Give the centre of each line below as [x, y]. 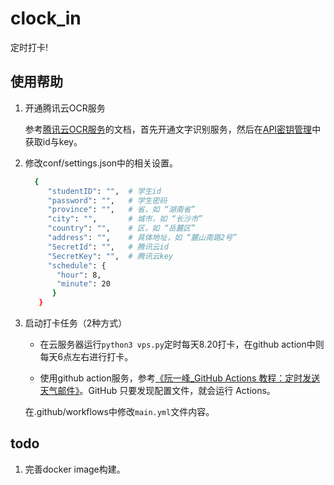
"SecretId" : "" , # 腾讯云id [108, 247]
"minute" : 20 [83, 284]
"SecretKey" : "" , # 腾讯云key [110, 256]
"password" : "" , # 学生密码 [107, 200]
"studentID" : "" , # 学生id [104, 191]
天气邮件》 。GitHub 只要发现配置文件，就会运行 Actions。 [157, 390]
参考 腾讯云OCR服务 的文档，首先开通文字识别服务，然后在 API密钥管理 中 [173, 129]
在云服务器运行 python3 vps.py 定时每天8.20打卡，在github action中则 [182, 344]
